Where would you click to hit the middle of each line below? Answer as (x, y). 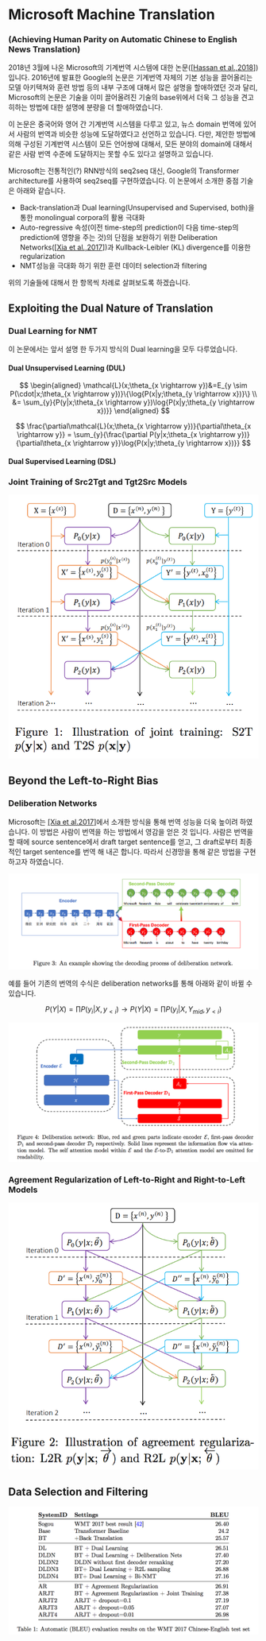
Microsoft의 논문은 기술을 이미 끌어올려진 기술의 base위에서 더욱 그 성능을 (124, 98)
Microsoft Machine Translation (112, 15)
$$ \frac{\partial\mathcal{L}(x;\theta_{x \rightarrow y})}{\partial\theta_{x (133, 426)
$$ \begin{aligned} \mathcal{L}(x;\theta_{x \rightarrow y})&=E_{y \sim (133, 385)
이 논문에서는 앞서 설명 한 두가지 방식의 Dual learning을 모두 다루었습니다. (123, 349)
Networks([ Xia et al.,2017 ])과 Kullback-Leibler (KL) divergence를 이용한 (135, 247)
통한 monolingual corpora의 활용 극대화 (82, 218)
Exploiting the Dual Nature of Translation (111, 308)
